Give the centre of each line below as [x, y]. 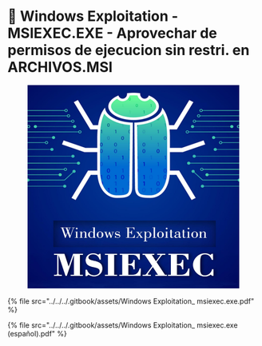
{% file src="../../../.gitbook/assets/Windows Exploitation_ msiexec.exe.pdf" [131, 301]
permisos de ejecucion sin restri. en [129, 50]
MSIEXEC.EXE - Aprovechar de [112, 33]
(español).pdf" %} [37, 333]
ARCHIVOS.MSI [60, 68]
